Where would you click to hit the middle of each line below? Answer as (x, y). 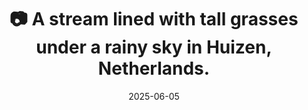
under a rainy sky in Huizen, (154, 47)
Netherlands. (154, 68)
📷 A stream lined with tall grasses (154, 19)
